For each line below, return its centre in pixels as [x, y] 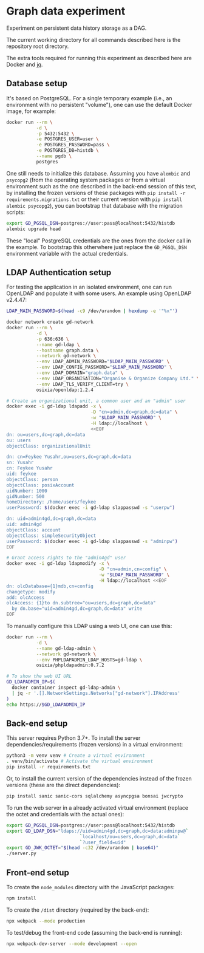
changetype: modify [31, 592]
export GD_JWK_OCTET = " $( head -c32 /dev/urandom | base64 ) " [83, 848]
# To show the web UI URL [39, 676]
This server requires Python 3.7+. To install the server [73, 738]
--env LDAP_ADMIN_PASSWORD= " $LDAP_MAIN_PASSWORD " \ [103, 362]
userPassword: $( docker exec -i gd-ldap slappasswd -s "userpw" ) [90, 508]
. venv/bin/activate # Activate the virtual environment [80, 761]
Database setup [37, 84]
